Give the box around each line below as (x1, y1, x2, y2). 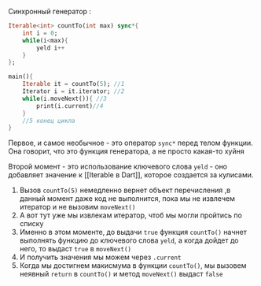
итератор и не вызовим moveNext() (19, 202, 136, 212)
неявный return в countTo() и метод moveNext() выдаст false (19, 269, 223, 279)
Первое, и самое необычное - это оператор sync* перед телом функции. (8, 138, 253, 148)
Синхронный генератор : (8, 7, 92, 16)
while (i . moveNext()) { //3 (22, 95, 108, 102)
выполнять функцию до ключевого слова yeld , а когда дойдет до (19, 236, 239, 245)
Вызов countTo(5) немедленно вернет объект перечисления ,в (19, 185, 231, 195)
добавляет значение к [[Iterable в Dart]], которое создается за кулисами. (8, 170, 254, 180)
